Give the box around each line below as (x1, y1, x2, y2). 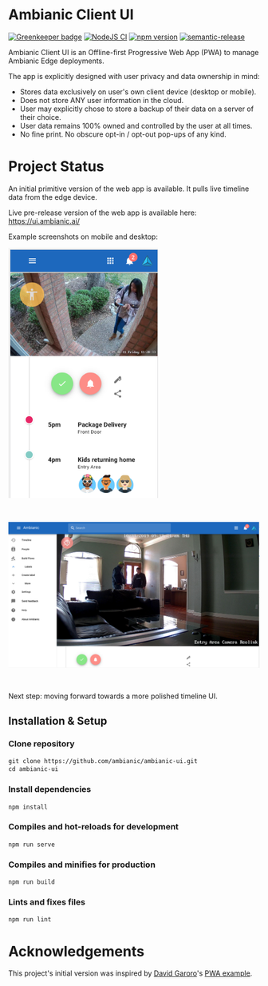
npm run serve (8, 841, 56, 849)
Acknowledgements (8, 942, 145, 960)
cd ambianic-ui (8, 765, 59, 773)
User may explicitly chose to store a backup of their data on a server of (19, 104, 254, 113)
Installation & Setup (8, 714, 108, 728)
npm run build (8, 878, 56, 886)
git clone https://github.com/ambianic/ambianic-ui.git (8, 757, 198, 765)
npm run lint (8, 916, 52, 924)
